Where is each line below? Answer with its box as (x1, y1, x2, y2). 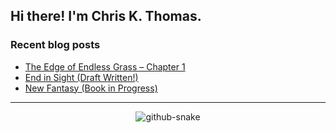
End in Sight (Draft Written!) (24, 71, 139, 83)
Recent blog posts (10, 38, 101, 52)
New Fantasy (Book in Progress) (24, 82, 158, 94)
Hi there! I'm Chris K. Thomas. (10, 8, 202, 25)
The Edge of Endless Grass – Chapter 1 (24, 60, 186, 73)
